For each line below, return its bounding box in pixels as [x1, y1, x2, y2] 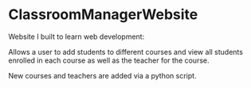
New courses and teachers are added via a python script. [8, 71, 197, 80]
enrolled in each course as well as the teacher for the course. [8, 55, 210, 65]
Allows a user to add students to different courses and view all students [8, 47, 243, 56]
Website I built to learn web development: [8, 32, 145, 41]
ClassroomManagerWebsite [8, 6, 198, 24]
